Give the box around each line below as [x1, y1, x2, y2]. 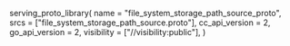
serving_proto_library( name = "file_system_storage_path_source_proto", [9, 8, 282, 18]
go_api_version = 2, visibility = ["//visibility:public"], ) [9, 27, 206, 37]
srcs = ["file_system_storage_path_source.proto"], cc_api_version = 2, [9, 17, 271, 28]
